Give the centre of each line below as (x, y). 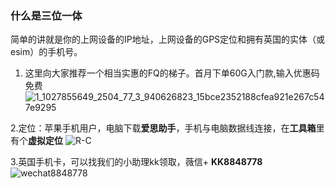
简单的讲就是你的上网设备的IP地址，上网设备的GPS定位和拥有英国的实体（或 (168, 39)
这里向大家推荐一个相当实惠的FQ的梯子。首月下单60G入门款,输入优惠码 (172, 73)
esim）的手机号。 (46, 52)
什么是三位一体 (46, 15)
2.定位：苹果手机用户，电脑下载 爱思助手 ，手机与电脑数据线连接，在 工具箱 (163, 128)
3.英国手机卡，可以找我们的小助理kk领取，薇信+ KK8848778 (136, 162)
